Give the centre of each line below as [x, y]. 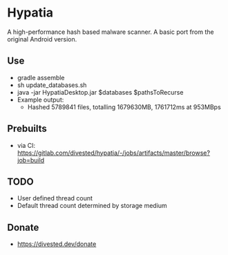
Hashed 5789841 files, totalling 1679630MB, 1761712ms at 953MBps [124, 107]
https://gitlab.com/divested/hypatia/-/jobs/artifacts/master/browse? [114, 153]
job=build [31, 160]
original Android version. [42, 39]
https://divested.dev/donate [57, 244]
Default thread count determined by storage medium [92, 206]
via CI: [26, 145]
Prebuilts [27, 129]
